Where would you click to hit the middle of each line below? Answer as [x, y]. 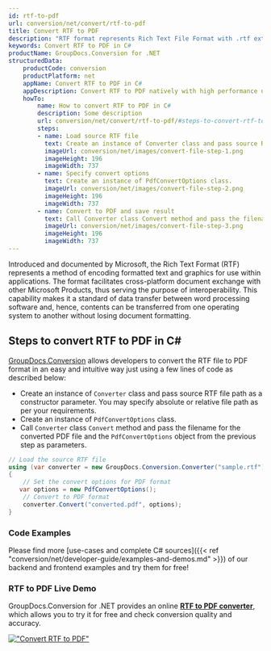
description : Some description [90, 114]
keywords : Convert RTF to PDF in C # [70, 46]
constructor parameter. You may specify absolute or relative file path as [139, 401]
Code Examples [40, 532]
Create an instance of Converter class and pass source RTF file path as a [141, 393]
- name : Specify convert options [94, 174]
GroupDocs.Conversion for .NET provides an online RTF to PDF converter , [132, 606]
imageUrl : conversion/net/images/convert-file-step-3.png [144, 226]
